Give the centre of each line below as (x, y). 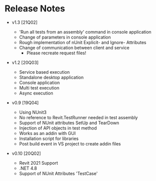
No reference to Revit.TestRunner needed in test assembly (78, 117)
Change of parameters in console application (65, 37)
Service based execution (44, 72)
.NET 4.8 (28, 168)
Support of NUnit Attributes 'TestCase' (58, 173)
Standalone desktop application (51, 77)
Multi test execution (39, 88)
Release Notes (35, 9)
